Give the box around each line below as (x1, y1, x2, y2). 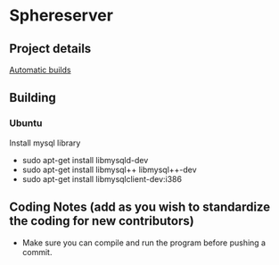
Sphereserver (9, 5, 114, 26)
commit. (21, 246, 53, 257)
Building (9, 90, 56, 105)
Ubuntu (9, 117, 43, 129)
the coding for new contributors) (9, 213, 194, 228)
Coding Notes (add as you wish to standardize (9, 200, 270, 215)
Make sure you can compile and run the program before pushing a (21, 237, 266, 248)
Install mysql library (9, 137, 81, 148)
